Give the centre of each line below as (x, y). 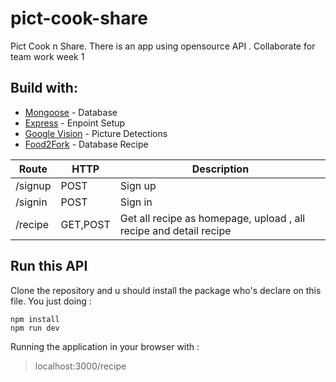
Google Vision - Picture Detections (96, 133)
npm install (35, 319)
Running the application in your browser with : (105, 346)
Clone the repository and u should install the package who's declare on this (166, 290)
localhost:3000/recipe (80, 366)
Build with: (44, 88)
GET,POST (85, 224)
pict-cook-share (79, 18)
